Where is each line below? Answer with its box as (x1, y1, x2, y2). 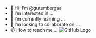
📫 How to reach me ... (10, 27, 58, 33)
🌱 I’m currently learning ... (10, 16, 65, 22)
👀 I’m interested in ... (10, 10, 54, 16)
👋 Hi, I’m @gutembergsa (10, 5, 62, 11)
